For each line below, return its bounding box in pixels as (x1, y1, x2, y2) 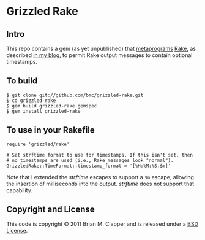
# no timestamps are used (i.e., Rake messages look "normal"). (6, 157, 174, 163)
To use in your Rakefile (6, 125, 95, 136)
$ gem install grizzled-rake (6, 108, 81, 114)
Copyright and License (6, 204, 95, 215)
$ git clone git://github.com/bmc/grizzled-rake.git (6, 92, 144, 98)
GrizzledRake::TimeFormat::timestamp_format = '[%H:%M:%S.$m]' (6, 163, 171, 169)
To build (6, 75, 38, 87)
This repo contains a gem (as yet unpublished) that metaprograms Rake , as (6, 45, 196, 52)
